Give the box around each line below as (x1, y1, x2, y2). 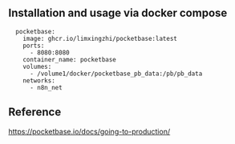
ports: (22, 42, 45, 50)
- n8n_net (29, 83, 63, 91)
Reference (8, 106, 62, 119)
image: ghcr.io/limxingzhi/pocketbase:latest (22, 34, 178, 42)
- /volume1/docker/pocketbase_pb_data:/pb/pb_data (29, 70, 203, 78)
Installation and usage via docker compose (8, 6, 228, 20)
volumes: (22, 62, 52, 70)
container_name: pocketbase (22, 55, 116, 63)
